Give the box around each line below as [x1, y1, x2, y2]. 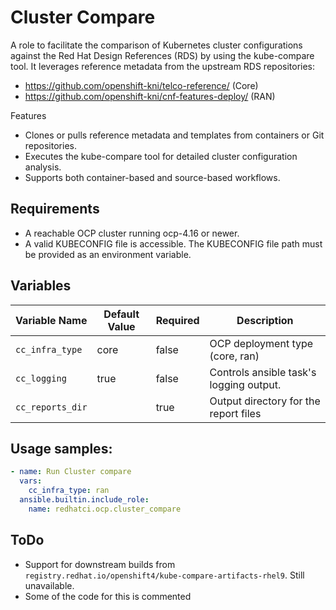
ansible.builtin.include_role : [19, 495, 150, 505]
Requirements [10, 201, 100, 218]
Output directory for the [209, 394, 321, 408]
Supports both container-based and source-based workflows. [24, 171, 281, 183]
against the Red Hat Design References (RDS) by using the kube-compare [10, 49, 315, 61]
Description [236, 313, 294, 327]
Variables [10, 277, 72, 295]
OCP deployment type [209, 336, 314, 350]
